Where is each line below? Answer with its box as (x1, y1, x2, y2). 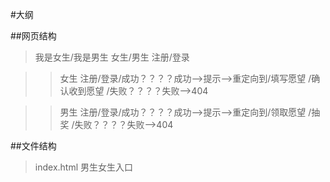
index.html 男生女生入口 (34, 161, 134, 173)
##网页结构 (10, 30, 57, 42)
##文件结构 (10, 140, 57, 152)
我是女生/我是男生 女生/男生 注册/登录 (34, 51, 190, 63)
